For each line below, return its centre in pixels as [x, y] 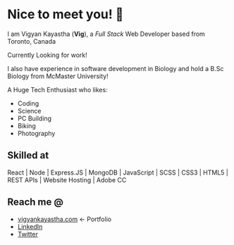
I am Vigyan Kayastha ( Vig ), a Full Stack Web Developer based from [106, 34]
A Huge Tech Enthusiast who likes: [57, 89]
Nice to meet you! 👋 [66, 14]
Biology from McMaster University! [58, 76]
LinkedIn [30, 226]
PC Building [34, 118]
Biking [27, 125]
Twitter [28, 234]
